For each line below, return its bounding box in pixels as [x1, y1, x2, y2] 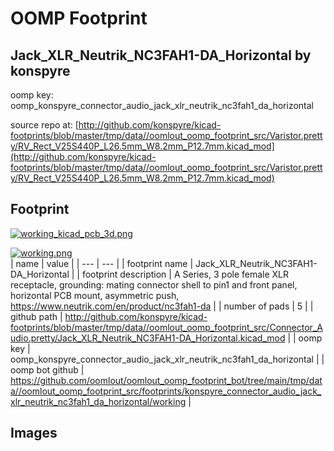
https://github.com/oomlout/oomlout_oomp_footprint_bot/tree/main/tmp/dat [10, 374, 323, 386]
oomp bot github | [10, 363, 85, 376]
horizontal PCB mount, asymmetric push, [10, 289, 180, 301]
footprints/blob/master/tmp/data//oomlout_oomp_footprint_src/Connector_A [10, 321, 323, 333]
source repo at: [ [10, 119, 79, 131]
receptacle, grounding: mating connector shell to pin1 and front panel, [10, 278, 298, 291]
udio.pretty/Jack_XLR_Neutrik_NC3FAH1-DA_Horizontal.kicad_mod [10, 332, 286, 344]
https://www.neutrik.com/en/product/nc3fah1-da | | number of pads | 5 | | [10, 300, 314, 312]
